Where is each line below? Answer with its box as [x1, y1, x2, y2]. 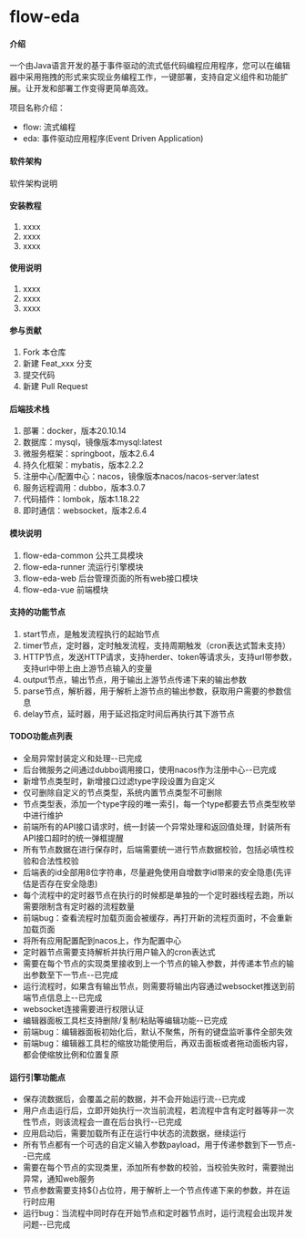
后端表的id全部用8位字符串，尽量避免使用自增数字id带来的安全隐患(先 [22, 867, 284, 878]
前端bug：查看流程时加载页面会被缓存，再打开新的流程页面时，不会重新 [22, 913, 293, 923]
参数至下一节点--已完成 [30, 969, 118, 981]
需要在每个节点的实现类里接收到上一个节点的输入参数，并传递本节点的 [22, 958, 287, 969]
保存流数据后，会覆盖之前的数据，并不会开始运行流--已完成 [22, 1094, 246, 1105]
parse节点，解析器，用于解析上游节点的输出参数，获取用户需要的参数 [22, 686, 284, 696]
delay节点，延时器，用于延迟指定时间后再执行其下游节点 [22, 708, 235, 719]
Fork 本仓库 [22, 346, 66, 357]
